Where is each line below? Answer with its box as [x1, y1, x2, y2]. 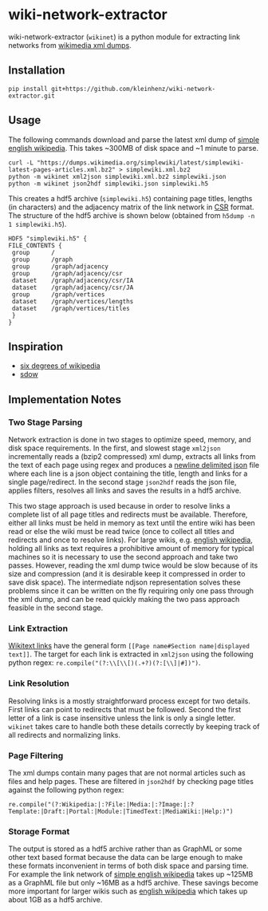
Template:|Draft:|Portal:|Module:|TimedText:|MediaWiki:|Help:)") [8, 807, 234, 815]
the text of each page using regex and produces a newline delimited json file [8, 461, 260, 470]
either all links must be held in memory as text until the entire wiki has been [8, 518, 255, 528]
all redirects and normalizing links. [8, 730, 121, 739]
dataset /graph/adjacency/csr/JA [11, 283, 134, 291]
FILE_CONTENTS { [8, 241, 62, 249]
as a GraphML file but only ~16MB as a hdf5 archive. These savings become [8, 878, 259, 888]
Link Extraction [8, 623, 69, 634]
